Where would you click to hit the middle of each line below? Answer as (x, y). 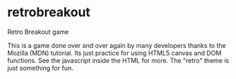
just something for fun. (40, 68)
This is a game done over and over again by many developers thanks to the (117, 45)
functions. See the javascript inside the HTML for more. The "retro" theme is (118, 60)
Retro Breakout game (38, 32)
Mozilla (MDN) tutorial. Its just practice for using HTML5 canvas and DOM (114, 53)
